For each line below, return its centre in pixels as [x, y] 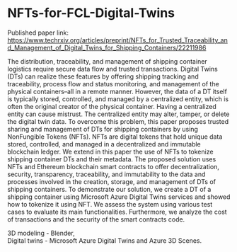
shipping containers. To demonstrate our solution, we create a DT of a [109, 189]
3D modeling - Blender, [41, 233]
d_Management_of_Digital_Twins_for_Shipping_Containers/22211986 [107, 47]
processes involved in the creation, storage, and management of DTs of [112, 181]
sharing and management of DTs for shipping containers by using [103, 129]
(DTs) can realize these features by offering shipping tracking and [103, 76]
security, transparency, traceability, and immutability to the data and [106, 174]
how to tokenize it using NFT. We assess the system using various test [110, 204]
